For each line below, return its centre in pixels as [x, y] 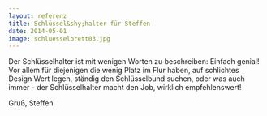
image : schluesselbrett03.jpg [60, 39]
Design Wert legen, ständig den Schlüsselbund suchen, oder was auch [127, 79]
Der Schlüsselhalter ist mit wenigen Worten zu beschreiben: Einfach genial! [134, 62]
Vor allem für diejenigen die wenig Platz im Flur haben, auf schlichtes [124, 71]
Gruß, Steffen [31, 103]
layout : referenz [38, 16]
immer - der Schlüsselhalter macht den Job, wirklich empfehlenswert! [125, 88]
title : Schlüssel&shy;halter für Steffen [80, 24]
